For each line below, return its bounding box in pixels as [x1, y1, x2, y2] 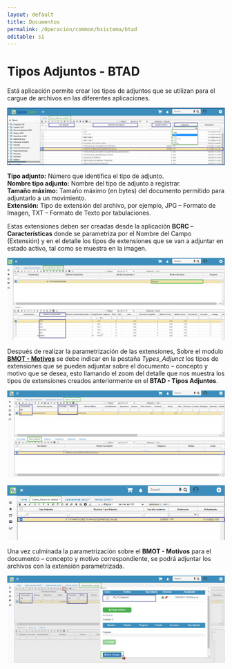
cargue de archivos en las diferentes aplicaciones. [7, 94, 151, 102]
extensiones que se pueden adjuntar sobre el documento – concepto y [7, 362, 209, 371]
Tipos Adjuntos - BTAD [7, 64, 140, 80]
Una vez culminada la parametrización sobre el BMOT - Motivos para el [7, 547, 212, 555]
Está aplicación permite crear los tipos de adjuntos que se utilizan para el [7, 87, 215, 95]
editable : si [7, 33, 45, 40]
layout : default [7, 11, 54, 18]
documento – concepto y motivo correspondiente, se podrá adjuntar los [7, 554, 212, 562]
